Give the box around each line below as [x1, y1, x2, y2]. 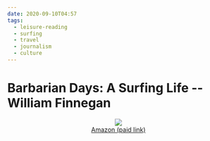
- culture [13, 50, 42, 57]
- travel [13, 37, 39, 44]
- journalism [13, 43, 52, 50]
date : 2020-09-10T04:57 [7, 10, 78, 18]
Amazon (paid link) [91, 125, 146, 134]
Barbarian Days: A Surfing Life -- [7, 80, 204, 96]
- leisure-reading [13, 23, 68, 30]
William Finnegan [7, 95, 111, 111]
